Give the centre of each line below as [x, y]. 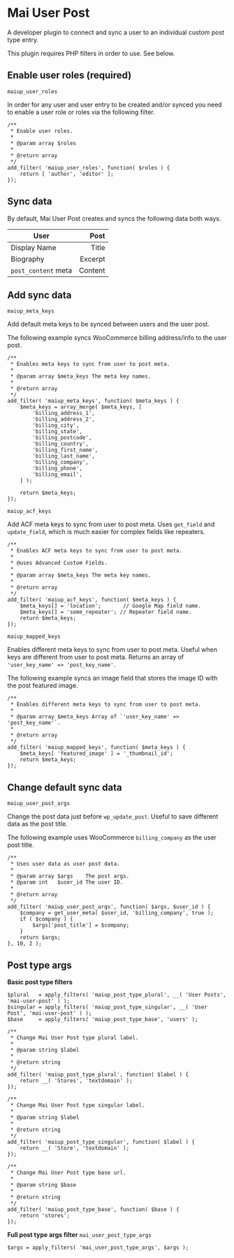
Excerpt [93, 259]
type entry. [23, 39]
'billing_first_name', [65, 450]
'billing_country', [61, 444]
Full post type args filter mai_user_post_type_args [79, 1235]
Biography [28, 259]
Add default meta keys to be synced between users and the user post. [108, 324]
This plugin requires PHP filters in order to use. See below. [91, 53]
